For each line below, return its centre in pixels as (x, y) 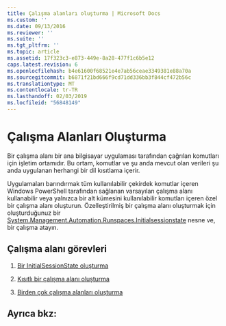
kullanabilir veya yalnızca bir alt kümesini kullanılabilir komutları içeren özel (112, 198)
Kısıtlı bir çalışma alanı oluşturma (63, 279)
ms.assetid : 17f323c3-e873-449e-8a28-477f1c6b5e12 (81, 58)
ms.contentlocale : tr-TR (42, 90)
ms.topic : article (33, 52)
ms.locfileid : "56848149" (44, 103)
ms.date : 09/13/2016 (37, 26)
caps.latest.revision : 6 (42, 65)
